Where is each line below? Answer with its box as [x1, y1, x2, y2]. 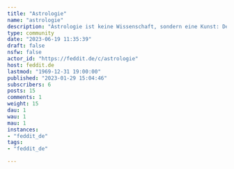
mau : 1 [7, 119, 26, 127]
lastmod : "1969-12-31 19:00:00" [7, 68, 101, 75]
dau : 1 [7, 107, 26, 114]
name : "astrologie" [7, 17, 64, 24]
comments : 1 [7, 94, 42, 101]
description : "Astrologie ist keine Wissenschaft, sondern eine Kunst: [7, 23, 219, 30]
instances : [7, 126, 39, 133]
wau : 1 [7, 113, 26, 120]
